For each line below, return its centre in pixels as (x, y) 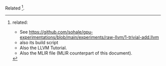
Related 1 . (15, 8)
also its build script (39, 42)
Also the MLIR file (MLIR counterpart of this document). (76, 53)
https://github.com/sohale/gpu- (61, 32)
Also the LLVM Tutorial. (43, 48)
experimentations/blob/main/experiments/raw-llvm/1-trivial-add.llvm (89, 37)
